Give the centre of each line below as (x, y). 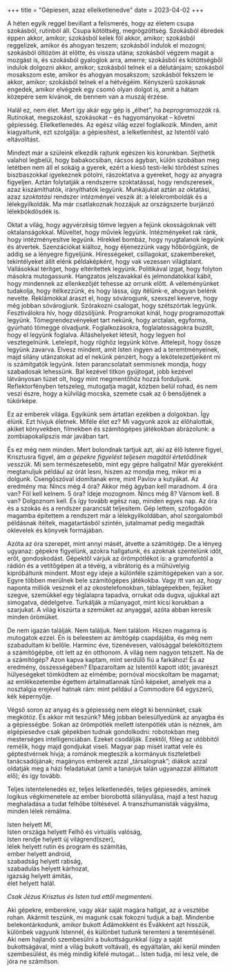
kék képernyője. (30, 696)
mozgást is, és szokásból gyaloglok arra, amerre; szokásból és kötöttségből (115, 60)
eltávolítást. (23, 139)
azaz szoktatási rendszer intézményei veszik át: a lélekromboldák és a (107, 197)
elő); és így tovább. (35, 776)
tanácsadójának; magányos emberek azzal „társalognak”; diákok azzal (107, 761)
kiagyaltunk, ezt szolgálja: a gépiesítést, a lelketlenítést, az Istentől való (108, 132)
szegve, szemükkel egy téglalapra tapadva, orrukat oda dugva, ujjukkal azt (114, 595)
